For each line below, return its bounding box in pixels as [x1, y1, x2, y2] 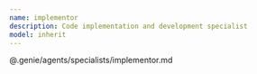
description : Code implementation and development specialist [9, 22, 248, 31]
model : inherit [9, 30, 67, 39]
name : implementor [9, 13, 78, 23]
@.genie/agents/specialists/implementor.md [9, 55, 173, 66]
